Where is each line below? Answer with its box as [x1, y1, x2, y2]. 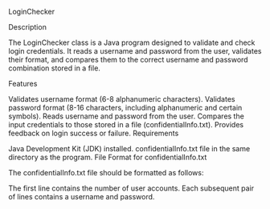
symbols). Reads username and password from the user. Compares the [8, 111, 245, 121]
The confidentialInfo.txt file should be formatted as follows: [8, 168, 204, 177]
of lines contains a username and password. [8, 192, 155, 201]
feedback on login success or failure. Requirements [8, 128, 179, 138]
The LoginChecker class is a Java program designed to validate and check [8, 38, 256, 47]
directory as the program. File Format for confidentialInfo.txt [8, 152, 207, 162]
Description [8, 22, 47, 31]
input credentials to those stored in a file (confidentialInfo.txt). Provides [8, 120, 243, 129]
